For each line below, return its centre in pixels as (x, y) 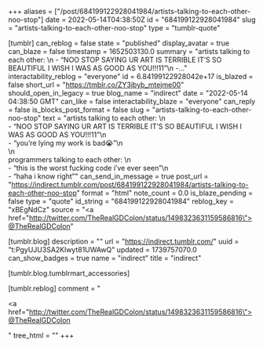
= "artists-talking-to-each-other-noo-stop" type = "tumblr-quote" (114, 28)
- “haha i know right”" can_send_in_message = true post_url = (108, 176)
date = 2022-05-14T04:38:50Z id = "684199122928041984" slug (150, 20)
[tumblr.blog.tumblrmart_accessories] (69, 273)
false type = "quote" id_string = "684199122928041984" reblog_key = (121, 201)
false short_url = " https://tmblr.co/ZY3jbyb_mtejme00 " (96, 85)
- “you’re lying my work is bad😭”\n (66, 143)
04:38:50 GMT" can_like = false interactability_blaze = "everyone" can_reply (132, 101)
